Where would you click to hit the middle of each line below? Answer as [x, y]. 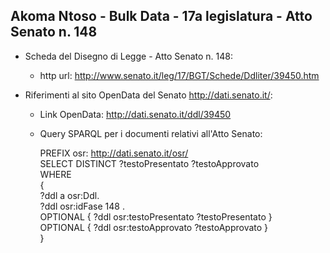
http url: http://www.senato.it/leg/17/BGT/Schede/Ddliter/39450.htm [179, 75]
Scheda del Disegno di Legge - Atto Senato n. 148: [128, 56]
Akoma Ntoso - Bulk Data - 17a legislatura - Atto [161, 16]
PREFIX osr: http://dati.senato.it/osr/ [114, 153]
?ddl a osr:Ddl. [69, 195]
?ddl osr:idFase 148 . [82, 206]
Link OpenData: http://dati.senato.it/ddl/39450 [135, 114]
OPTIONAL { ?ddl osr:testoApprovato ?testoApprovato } [154, 227]
